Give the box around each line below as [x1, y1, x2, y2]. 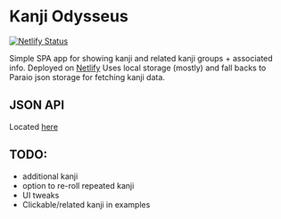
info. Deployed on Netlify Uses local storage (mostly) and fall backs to [9, 62, 267, 73]
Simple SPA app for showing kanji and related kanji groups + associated [9, 53, 274, 63]
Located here [9, 121, 59, 132]
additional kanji [21, 171, 79, 182]
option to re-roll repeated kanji [21, 180, 135, 191]
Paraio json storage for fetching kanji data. [9, 71, 165, 82]
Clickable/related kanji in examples [21, 199, 151, 210]
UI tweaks [21, 190, 60, 200]
